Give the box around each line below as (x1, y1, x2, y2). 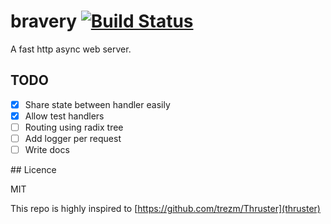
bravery (10, 10, 78, 33)
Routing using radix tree (24, 121, 124, 133)
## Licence (10, 164, 57, 176)
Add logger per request (24, 132, 122, 144)
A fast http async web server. (10, 43, 132, 55)
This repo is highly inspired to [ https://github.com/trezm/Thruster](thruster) (10, 203, 321, 215)
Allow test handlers (24, 110, 105, 122)
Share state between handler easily (24, 98, 171, 110)
